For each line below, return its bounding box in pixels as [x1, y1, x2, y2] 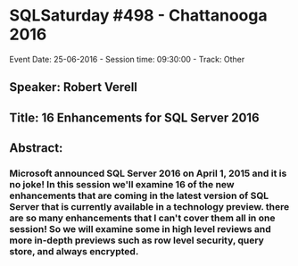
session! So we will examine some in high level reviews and [9, 223, 271, 236]
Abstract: [9, 140, 63, 156]
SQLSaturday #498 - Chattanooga [9, 5, 268, 26]
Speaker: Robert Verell [9, 79, 138, 95]
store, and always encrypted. [9, 245, 139, 258]
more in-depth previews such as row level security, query [9, 234, 265, 246]
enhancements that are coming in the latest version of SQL [9, 189, 269, 202]
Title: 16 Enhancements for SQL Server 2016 [9, 110, 261, 125]
